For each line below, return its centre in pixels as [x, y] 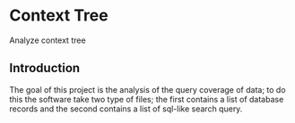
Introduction [45, 68]
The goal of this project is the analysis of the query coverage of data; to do [147, 89]
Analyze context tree [48, 40]
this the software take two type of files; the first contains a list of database [147, 99]
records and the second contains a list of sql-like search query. [126, 109]
